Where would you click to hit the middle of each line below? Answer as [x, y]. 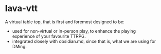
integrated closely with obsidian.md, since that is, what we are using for [84, 41]
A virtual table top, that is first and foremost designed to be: [65, 22]
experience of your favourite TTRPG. [49, 36]
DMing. [19, 46]
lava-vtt [21, 8]
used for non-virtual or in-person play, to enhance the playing [74, 31]
